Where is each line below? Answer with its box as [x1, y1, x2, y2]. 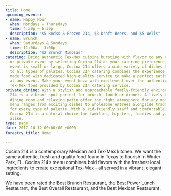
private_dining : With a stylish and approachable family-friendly [5, 87, 149, 93]
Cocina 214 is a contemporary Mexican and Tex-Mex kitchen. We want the [5, 148, 161, 155]
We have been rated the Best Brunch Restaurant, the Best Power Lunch [5, 180, 155, 186]
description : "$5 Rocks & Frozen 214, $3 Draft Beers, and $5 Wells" [10, 31, 160, 36]
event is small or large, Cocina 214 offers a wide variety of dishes [10, 64, 163, 69]
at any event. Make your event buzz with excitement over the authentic [10, 78, 167, 83]
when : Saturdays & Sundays [10, 41, 67, 46]
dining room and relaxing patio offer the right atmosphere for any [10, 97, 158, 102]
